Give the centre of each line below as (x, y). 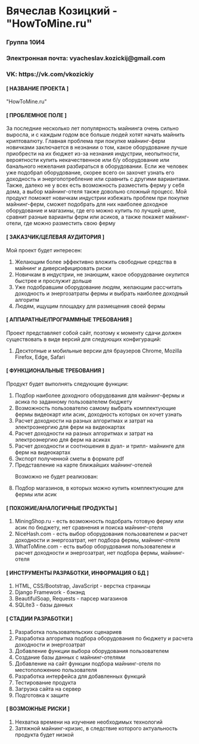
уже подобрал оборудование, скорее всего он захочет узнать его (90, 173)
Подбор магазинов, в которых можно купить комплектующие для (99, 488)
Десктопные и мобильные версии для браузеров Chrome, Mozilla (98, 351)
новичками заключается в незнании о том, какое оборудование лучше (97, 148)
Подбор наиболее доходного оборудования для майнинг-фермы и (99, 395)
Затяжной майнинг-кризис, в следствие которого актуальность (96, 728)
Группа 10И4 (26, 42)
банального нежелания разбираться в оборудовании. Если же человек (97, 166)
